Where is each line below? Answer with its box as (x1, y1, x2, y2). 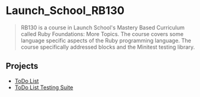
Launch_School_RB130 (6, 4, 125, 18)
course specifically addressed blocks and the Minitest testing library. (20, 43, 195, 51)
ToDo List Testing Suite (14, 84, 74, 91)
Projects (6, 61, 39, 71)
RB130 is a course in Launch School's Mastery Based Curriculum (20, 24, 185, 31)
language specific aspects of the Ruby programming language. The (20, 37, 191, 44)
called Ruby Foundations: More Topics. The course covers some (20, 30, 184, 37)
